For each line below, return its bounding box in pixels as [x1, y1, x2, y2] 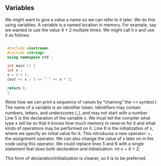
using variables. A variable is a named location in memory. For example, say [5, 22, 157, 28]
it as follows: [5, 32, 31, 38]
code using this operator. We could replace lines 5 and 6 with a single [5, 140, 144, 147]
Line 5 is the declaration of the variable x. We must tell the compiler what [5, 115, 151, 121]
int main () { [7, 63, 36, 68]
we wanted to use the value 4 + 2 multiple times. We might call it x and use [5, 27, 155, 33]
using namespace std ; [7, 55, 53, 60]
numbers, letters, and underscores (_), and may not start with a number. [5, 110, 149, 116]
